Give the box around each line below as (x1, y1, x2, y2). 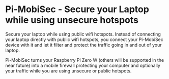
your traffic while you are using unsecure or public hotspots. (5, 67, 132, 74)
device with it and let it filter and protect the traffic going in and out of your (5, 42, 162, 48)
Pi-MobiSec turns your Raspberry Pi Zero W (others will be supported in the (5, 57, 164, 63)
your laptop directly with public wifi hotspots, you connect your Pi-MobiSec (5, 36, 164, 43)
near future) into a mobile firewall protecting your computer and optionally (5, 62, 160, 68)
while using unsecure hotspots (5, 14, 139, 26)
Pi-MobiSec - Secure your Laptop (5, 4, 149, 15)
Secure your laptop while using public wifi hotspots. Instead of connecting (5, 31, 161, 37)
